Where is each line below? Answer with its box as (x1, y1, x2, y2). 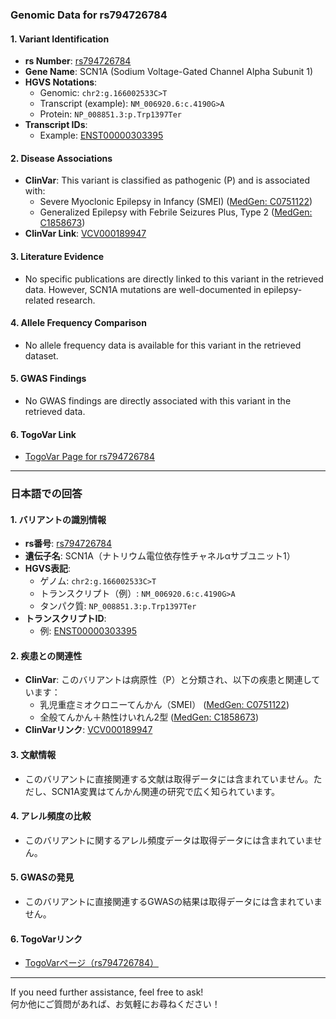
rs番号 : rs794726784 (24, 538, 113, 550)
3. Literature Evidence (10, 250, 104, 262)
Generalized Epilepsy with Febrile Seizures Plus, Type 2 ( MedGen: (39, 206, 313, 218)
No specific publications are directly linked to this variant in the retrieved (24, 273, 324, 285)
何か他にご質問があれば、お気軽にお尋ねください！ (10, 998, 221, 1010)
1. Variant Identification (10, 33, 110, 45)
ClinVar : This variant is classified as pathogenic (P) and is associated (24, 174, 310, 187)
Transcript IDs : (24, 119, 88, 131)
